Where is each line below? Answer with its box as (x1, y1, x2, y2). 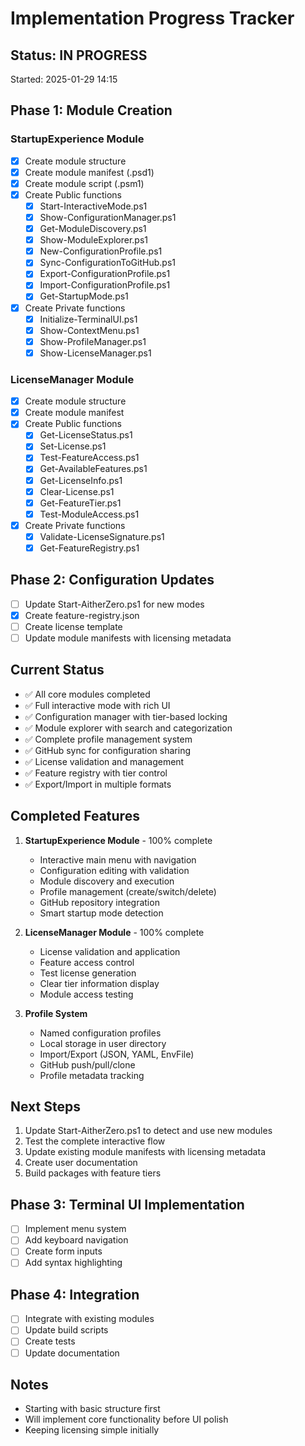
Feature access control (39, 956, 135, 968)
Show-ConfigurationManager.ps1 (39, 212, 177, 223)
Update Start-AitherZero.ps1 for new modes (24, 598, 205, 610)
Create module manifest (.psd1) (24, 166, 155, 178)
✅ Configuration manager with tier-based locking (24, 710, 228, 722)
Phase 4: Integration (10, 1286, 140, 1303)
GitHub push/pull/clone (39, 1058, 136, 1071)
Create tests (24, 1335, 76, 1347)
